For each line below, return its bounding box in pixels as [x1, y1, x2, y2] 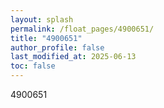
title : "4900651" [10, 33, 83, 43]
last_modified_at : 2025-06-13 [10, 52, 137, 62]
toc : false [10, 61, 56, 71]
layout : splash [10, 14, 74, 25]
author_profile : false [10, 42, 105, 53]
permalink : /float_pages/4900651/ [10, 24, 155, 34]
